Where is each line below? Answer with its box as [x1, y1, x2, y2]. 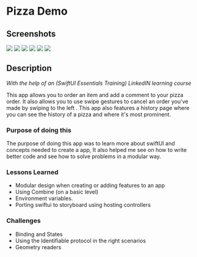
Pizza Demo [6, 4, 68, 18]
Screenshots [6, 29, 56, 39]
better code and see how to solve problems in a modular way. [6, 153, 162, 160]
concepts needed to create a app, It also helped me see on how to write [6, 147, 187, 154]
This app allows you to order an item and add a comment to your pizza [6, 91, 184, 98]
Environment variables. [15, 195, 73, 202]
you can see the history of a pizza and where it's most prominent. [6, 110, 171, 118]
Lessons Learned [6, 168, 59, 176]
